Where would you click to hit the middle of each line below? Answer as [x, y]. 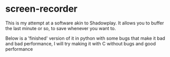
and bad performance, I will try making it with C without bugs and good [81, 43]
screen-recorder [42, 9]
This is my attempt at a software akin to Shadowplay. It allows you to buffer [85, 23]
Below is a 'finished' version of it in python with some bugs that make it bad [85, 38]
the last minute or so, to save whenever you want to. [61, 28]
